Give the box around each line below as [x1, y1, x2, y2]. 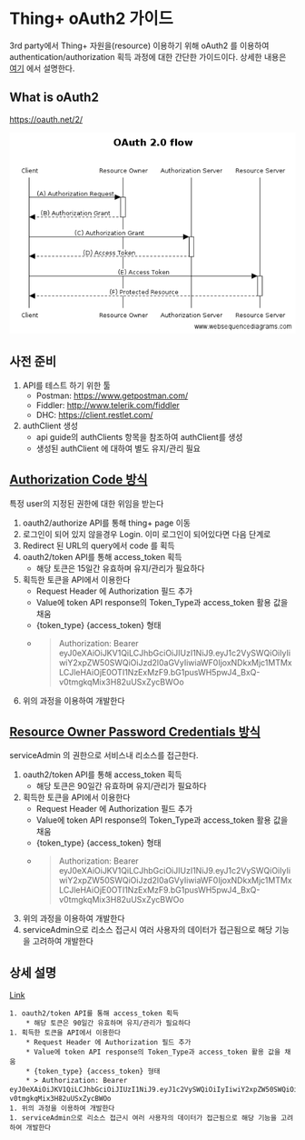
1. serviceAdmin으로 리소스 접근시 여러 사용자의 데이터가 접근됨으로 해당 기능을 [9, 1114, 277, 1123]
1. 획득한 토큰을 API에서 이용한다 [9, 1028, 121, 1037]
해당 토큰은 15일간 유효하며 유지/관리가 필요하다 [35, 563, 205, 574]
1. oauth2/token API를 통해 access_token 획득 [9, 1009, 180, 1018]
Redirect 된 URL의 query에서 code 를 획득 [22, 540, 175, 551]
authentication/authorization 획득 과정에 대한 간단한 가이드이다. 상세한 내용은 [9, 51, 287, 62]
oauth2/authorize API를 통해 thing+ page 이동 [22, 517, 191, 528]
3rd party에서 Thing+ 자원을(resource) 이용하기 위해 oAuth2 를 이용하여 [9, 40, 270, 51]
